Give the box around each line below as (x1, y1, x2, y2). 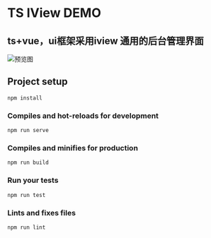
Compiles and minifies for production (7, 143, 138, 153)
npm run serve (7, 127, 50, 134)
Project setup (7, 76, 69, 88)
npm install (7, 94, 42, 102)
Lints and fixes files (7, 208, 76, 218)
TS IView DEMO (7, 5, 101, 21)
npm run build (7, 159, 50, 167)
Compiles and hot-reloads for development (7, 111, 159, 121)
